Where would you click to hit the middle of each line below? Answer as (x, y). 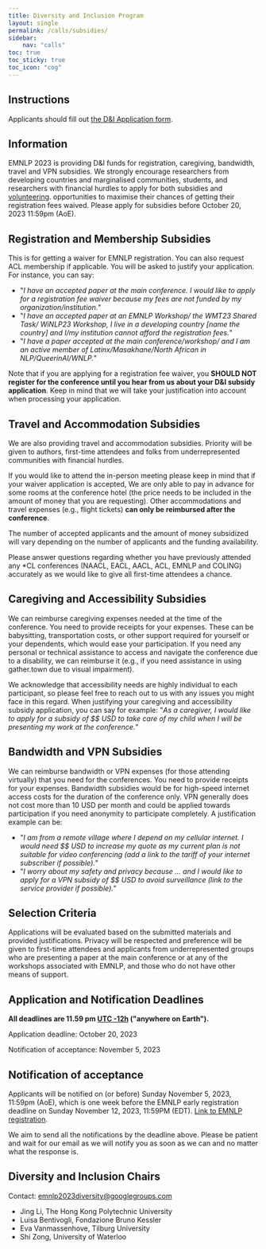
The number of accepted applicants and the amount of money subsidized (128, 533)
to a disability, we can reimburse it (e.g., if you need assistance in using (125, 660)
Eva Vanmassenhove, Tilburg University (85, 1228)
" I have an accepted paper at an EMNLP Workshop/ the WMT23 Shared (138, 316)
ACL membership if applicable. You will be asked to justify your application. (131, 267)
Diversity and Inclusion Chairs (85, 1177)
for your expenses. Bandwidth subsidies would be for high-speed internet (129, 788)
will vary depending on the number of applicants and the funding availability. (133, 542)
